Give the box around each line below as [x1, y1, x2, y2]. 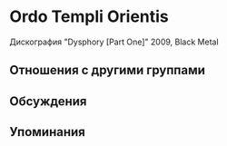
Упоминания [9, 124, 86, 140]
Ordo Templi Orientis [9, 6, 170, 27]
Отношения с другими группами [9, 63, 206, 78]
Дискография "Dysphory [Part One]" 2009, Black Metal [9, 36, 220, 47]
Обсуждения [9, 93, 87, 109]
